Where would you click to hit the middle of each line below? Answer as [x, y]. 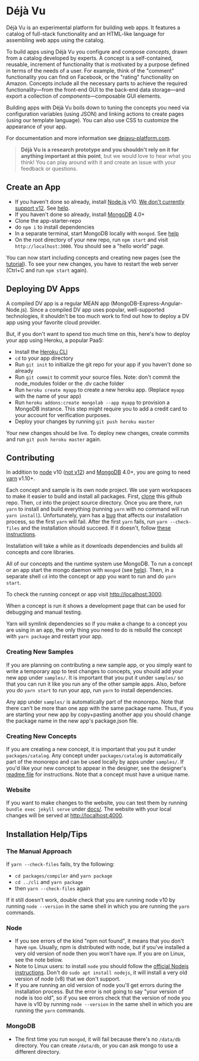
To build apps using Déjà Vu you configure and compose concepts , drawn [97, 51]
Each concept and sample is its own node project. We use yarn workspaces [99, 490]
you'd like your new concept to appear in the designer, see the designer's [96, 768]
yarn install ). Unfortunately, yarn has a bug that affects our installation [94, 515]
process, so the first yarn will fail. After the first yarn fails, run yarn [87, 522]
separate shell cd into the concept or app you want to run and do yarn [91, 577]
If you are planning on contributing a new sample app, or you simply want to [99, 665]
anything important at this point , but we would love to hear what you [106, 155]
